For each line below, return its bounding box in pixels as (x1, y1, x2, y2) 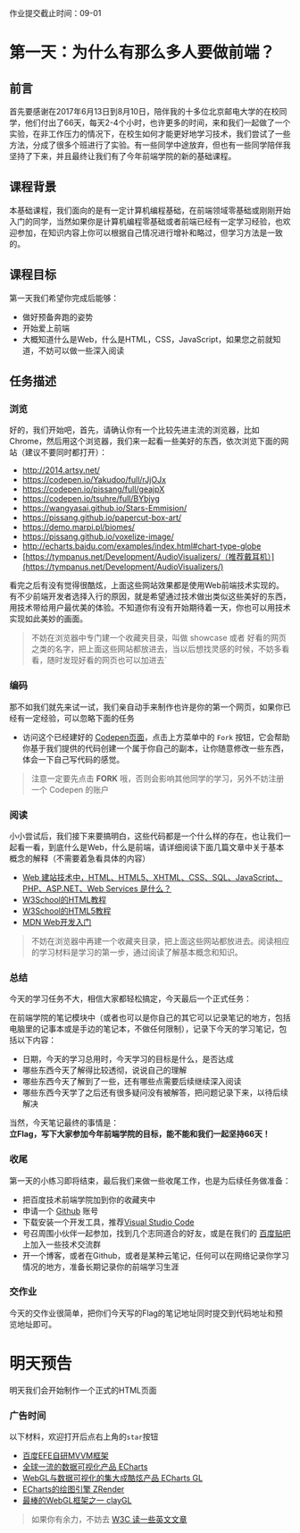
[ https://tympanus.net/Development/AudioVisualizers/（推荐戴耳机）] (21, 552, 275, 562)
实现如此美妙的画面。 (9, 613, 87, 624)
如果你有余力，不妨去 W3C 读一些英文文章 (30, 1514, 187, 1525)
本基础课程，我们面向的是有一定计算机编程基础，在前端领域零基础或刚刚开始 (9, 205, 291, 215)
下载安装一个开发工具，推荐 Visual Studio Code (21, 1217, 195, 1227)
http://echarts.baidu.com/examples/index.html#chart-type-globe (21, 541, 262, 552)
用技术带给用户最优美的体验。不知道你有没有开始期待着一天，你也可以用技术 (9, 602, 291, 613)
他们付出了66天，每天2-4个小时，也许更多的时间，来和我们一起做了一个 (24, 117, 291, 128)
